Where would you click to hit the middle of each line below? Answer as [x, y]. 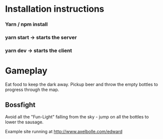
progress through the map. [32, 90]
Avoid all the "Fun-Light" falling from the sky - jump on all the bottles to [77, 116]
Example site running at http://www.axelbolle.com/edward [64, 131]
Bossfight [20, 105]
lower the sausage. [24, 122]
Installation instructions [55, 9]
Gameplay [26, 71]
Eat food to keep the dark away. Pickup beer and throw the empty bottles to [81, 84]
